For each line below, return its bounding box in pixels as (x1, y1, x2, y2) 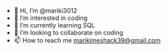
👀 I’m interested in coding (13, 14, 88, 22)
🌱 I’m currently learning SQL (13, 21, 96, 29)
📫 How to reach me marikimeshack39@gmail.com (13, 37, 161, 44)
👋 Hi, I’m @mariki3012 (13, 7, 78, 14)
